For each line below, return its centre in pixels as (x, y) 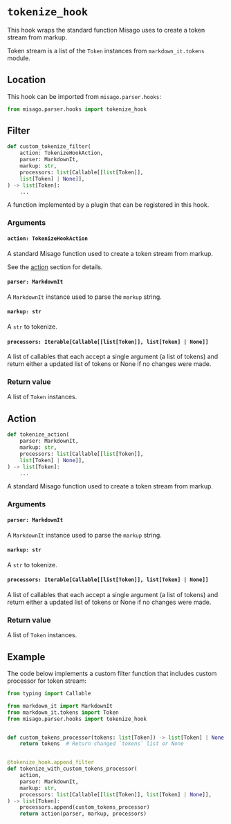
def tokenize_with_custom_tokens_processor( (72, 769)
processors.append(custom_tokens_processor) (85, 807)
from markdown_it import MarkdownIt (60, 706)
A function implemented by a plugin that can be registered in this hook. (108, 205)
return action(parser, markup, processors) (83, 814)
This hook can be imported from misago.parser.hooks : (84, 96)
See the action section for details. (55, 267)
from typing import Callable (49, 694)
